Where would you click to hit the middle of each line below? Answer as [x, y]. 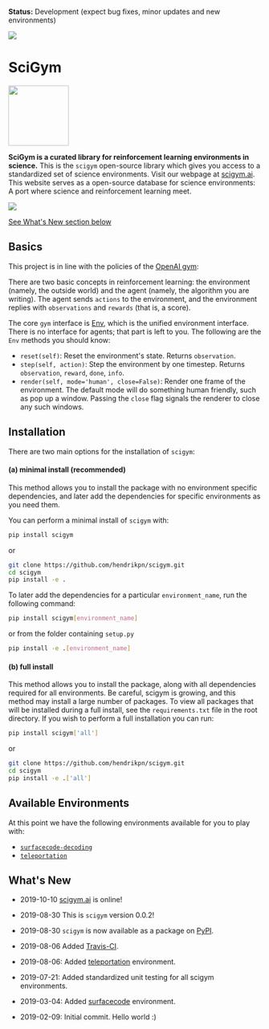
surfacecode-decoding [56, 847]
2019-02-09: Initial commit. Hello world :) [88, 1017]
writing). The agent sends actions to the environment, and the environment [133, 299]
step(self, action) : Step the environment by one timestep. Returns [132, 364]
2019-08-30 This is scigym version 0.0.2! [87, 915]
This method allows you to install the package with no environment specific [133, 487]
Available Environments [69, 803]
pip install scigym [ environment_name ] [73, 618]
